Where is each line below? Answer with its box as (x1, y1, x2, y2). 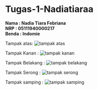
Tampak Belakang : (5, 59, 45, 65)
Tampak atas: (5, 40, 34, 46)
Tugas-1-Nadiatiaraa (5, 3, 93, 15)
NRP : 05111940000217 (5, 25, 55, 31)
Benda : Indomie (5, 30, 40, 36)
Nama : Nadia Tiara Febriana (5, 20, 66, 26)
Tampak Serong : (5, 69, 41, 75)
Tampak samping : (5, 79, 44, 85)
